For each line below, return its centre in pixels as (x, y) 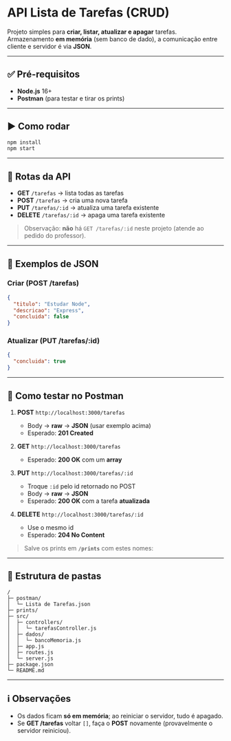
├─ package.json (30, 664)
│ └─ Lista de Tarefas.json (49, 604)
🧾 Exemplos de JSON (53, 264)
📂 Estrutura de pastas (54, 576)
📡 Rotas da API (39, 176)
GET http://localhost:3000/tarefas (69, 446)
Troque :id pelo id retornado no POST (81, 486)
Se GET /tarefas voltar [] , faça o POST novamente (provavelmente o (115, 723)
